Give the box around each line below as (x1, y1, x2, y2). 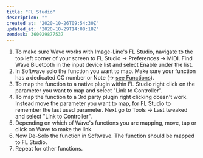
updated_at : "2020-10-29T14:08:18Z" (6, 26, 99, 32)
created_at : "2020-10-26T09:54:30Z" (6, 20, 99, 26)
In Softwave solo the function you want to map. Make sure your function (15, 67, 196, 75)
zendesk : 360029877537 (6, 32, 64, 38)
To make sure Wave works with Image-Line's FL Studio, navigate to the (15, 48, 193, 55)
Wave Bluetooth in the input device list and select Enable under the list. (15, 61, 193, 69)
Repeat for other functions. (15, 145, 83, 153)
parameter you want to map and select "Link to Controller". (15, 87, 163, 94)
